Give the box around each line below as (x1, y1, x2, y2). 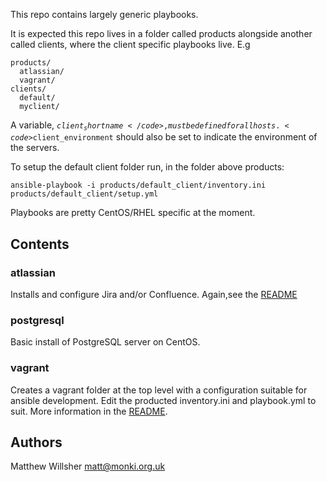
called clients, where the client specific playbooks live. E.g (10, 39, 251, 50)
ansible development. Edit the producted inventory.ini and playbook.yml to (10, 394, 317, 406)
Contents (10, 235, 70, 253)
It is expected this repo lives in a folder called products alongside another (10, 28, 313, 39)
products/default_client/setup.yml (10, 189, 159, 199)
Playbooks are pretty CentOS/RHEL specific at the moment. (10, 207, 256, 219)
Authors (10, 434, 63, 451)
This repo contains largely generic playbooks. (10, 9, 199, 20)
